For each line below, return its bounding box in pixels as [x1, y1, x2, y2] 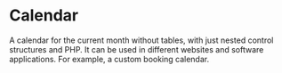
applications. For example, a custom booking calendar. [9, 53, 210, 64]
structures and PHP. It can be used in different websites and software [9, 44, 264, 54]
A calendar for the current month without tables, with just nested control [9, 35, 274, 45]
